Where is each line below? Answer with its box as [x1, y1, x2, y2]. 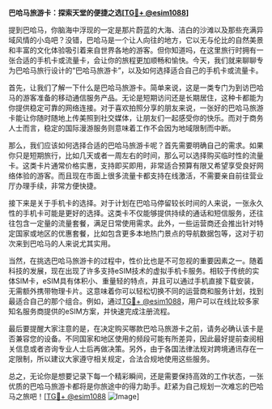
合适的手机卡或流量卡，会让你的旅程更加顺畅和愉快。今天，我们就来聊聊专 [15, 56, 264, 65]
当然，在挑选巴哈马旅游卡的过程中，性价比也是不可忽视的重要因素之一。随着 [8, 256, 264, 266]
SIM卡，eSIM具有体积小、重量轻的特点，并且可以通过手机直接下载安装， [15, 276, 258, 286]
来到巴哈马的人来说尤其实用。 [15, 239, 115, 248]
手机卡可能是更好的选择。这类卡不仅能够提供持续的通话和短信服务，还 [22, 208, 257, 218]
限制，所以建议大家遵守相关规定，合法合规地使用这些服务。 [15, 354, 215, 364]
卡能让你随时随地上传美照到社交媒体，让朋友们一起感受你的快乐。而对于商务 [8, 113, 264, 122]
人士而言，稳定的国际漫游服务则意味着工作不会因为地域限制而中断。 [8, 123, 236, 133]
